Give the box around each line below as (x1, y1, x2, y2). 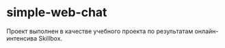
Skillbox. (38, 34, 63, 42)
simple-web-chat (6, 5, 107, 20)
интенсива (6, 34, 38, 42)
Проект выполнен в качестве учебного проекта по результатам (6, 27, 194, 35)
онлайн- (194, 27, 219, 35)
